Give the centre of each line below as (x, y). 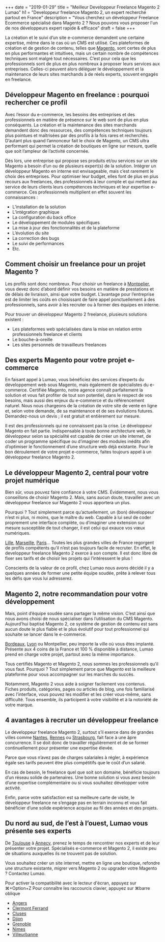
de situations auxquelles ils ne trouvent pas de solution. (61, 853)
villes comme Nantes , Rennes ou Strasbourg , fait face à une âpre (71, 737)
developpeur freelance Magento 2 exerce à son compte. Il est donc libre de (81, 553)
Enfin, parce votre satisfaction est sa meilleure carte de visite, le (70, 797)
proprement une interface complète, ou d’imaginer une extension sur (75, 523)
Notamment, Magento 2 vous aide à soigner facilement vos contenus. (76, 684)
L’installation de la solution (39, 207)
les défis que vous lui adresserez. (39, 579)
